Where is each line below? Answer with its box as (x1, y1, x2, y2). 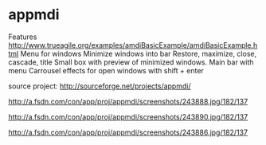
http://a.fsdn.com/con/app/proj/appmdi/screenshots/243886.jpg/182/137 (8, 127, 248, 137)
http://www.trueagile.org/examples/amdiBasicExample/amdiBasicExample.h (8, 40, 258, 49)
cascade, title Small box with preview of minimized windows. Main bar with (8, 57, 254, 67)
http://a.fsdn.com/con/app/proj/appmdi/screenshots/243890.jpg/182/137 (8, 112, 248, 121)
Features (8, 32, 37, 41)
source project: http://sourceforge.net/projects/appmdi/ (8, 81, 191, 91)
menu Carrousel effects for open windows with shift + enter (8, 65, 205, 75)
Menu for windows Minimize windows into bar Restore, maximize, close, (20, 49, 257, 58)
